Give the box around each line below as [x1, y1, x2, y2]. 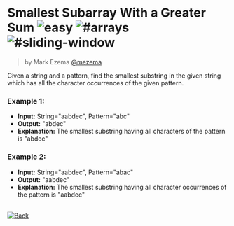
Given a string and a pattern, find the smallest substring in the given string [7, 71, 221, 80]
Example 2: [7, 152, 46, 162]
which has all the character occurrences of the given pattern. [7, 78, 184, 87]
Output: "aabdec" [17, 175, 70, 183]
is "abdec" [17, 134, 48, 143]
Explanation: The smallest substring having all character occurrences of [17, 183, 227, 191]
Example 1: [7, 96, 45, 106]
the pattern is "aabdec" [17, 190, 85, 199]
